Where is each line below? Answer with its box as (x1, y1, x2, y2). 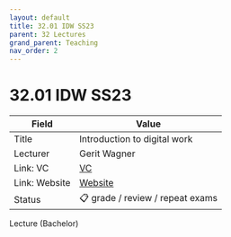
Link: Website (13, 177, 71, 189)
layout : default (9, 13, 70, 22)
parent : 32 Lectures (9, 30, 87, 39)
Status (13, 193, 41, 206)
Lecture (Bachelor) (9, 218, 79, 229)
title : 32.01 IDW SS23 (9, 22, 94, 31)
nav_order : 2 (9, 47, 58, 56)
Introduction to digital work (79, 133, 193, 145)
